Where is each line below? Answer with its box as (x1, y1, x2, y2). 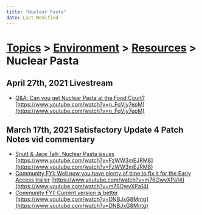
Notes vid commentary (6, 134, 96, 144)
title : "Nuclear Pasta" (6, 9, 67, 15)
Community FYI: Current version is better (15, 189, 119, 197)
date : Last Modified (6, 15, 59, 21)
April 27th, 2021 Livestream (6, 78, 114, 88)
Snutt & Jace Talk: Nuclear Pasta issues (15, 150, 115, 158)
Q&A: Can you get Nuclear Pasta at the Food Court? (15, 94, 145, 101)
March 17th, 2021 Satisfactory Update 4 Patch (6, 124, 184, 135)
